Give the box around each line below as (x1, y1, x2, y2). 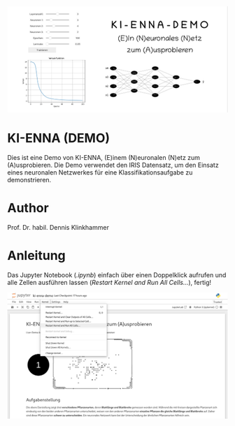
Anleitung (7, 247, 66, 263)
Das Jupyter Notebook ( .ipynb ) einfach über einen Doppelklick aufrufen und (7, 270, 227, 279)
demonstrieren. (7, 175, 52, 184)
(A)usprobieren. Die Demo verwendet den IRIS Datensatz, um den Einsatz (7, 161, 219, 169)
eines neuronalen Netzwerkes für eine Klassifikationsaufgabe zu (7, 168, 193, 177)
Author (7, 200, 49, 216)
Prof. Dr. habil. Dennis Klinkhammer (7, 223, 110, 231)
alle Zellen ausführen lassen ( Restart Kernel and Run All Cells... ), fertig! (7, 278, 212, 286)
